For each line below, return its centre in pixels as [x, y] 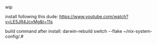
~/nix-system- [138, 31]
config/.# [14, 36]
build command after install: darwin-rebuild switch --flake [64, 31]
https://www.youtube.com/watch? [94, 16]
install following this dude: [32, 16]
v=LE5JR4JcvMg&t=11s [29, 22]
